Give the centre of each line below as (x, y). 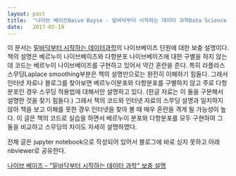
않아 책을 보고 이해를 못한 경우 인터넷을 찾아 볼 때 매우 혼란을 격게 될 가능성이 (113, 109)
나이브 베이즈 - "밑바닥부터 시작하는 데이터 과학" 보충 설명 (87, 165)
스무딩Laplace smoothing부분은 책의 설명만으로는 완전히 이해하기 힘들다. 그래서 (118, 74)
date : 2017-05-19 (36, 27)
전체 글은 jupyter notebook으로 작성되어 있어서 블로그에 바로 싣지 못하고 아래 (114, 142)
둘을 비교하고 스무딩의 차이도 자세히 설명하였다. (72, 127)
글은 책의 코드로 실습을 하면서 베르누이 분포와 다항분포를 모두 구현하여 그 (123, 118)
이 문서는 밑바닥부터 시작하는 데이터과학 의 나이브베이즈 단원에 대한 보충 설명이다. (118, 48)
